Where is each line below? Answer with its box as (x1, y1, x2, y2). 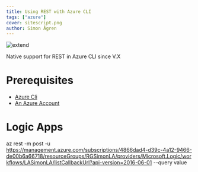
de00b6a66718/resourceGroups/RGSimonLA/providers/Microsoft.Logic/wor (6, 152, 191, 160)
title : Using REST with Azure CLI (6, 8, 92, 15)
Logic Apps (6, 120, 63, 134)
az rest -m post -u (6, 140, 50, 147)
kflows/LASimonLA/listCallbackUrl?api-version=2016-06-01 (6, 159, 152, 166)
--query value (153, 159, 187, 166)
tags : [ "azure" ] (6, 14, 46, 20)
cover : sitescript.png (6, 20, 62, 26)
